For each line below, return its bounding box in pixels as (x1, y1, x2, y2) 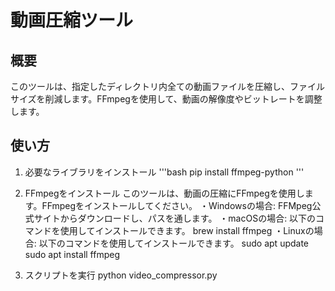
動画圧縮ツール (10, 9, 134, 32)
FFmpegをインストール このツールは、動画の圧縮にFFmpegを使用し (24, 187, 305, 199)
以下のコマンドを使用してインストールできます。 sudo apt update (38, 237, 310, 249)
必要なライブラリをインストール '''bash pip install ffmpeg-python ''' (24, 166, 305, 178)
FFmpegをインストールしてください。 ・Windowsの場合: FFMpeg (41, 199, 313, 211)
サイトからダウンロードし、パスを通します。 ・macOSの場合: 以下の (33, 212, 317, 224)
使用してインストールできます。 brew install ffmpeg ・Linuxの (59, 224, 315, 236)
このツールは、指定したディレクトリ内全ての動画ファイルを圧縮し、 (10, 81, 291, 92)
